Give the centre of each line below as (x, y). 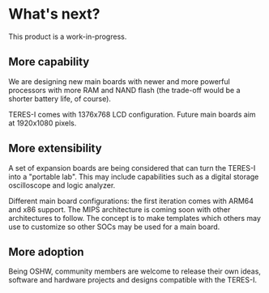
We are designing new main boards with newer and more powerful (120, 81)
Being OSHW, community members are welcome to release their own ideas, (135, 271)
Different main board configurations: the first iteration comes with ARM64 (131, 201)
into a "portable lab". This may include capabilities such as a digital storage (134, 176)
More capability (49, 62)
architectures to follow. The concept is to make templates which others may (134, 218)
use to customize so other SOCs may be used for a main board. (114, 227)
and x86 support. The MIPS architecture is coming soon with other (120, 209)
